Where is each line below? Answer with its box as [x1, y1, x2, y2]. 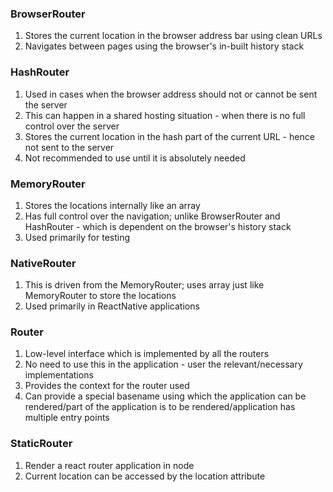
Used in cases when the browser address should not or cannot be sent [24, 88, 318, 100]
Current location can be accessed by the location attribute [24, 470, 266, 482]
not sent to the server [24, 141, 115, 153]
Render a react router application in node [24, 459, 195, 471]
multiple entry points [24, 412, 110, 424]
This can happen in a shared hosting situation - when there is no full [24, 109, 306, 121]
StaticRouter [10, 437, 73, 451]
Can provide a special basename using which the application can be [24, 390, 307, 402]
